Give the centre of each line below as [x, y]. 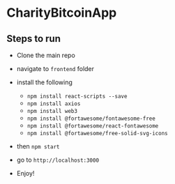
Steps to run [33, 39]
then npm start [38, 146]
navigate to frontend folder [55, 69]
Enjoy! [25, 173]
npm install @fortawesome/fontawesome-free [91, 118]
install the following [44, 82]
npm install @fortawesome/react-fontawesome [93, 126]
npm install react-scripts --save [77, 96]
